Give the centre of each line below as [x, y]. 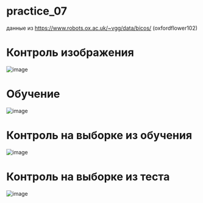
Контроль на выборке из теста [88, 177]
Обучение [33, 94]
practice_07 [37, 11]
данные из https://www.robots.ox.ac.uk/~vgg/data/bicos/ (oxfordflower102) [102, 28]
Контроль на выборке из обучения [99, 136]
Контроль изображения [70, 53]
